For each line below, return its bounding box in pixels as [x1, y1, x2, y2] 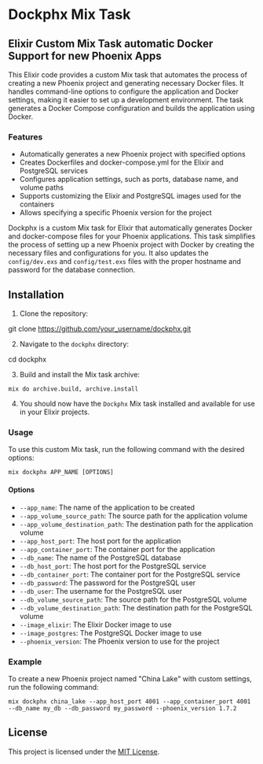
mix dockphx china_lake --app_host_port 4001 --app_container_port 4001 [8, 697, 251, 706]
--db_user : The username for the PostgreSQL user [19, 586, 183, 595]
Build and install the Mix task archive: [19, 370, 140, 380]
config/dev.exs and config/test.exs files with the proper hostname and [8, 257, 242, 266]
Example [8, 656, 42, 667]
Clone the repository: [19, 309, 89, 318]
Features [8, 132, 43, 143]
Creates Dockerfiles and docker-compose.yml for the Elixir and [19, 158, 224, 167]
